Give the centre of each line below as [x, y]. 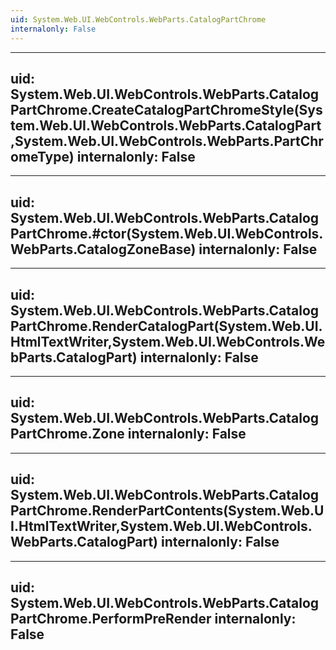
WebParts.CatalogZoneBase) [103, 249]
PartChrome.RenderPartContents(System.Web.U [167, 511]
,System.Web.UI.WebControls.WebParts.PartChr [167, 141]
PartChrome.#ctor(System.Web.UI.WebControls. [167, 233]
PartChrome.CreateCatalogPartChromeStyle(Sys [166, 109]
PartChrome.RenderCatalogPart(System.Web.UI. [166, 326]
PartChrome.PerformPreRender [111, 618]
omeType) [42, 156]
